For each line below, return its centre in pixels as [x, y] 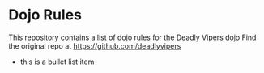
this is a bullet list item [57, 62]
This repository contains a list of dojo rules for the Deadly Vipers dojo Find [132, 37]
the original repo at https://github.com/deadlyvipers [95, 45]
